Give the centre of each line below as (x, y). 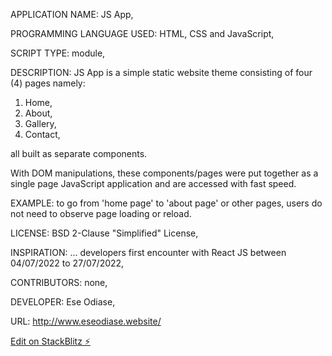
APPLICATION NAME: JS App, (72, 14)
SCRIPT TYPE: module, (58, 53)
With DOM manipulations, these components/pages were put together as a (164, 173)
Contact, (42, 134)
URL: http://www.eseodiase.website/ (86, 321)
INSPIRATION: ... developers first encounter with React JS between (148, 252)
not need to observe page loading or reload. (101, 213)
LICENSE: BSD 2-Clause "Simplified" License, (104, 233)
